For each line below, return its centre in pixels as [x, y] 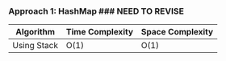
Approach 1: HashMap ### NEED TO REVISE [96, 11]
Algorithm [35, 32]
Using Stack [36, 46]
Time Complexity [100, 32]
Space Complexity [177, 32]
